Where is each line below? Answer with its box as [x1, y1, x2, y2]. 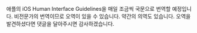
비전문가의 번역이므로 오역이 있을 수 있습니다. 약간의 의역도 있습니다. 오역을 [14, 13, 191, 20]
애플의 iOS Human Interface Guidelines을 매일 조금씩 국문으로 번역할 [6, 5, 171, 12]
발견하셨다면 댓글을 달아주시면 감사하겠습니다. [6, 20, 114, 27]
